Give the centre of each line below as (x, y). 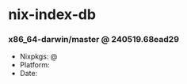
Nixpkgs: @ (38, 56)
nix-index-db (52, 15)
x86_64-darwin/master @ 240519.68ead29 (94, 40)
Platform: (34, 65)
